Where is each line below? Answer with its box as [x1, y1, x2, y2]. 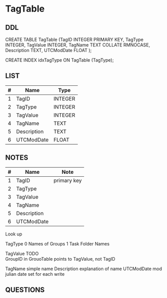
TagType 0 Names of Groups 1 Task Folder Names [5, 240, 110, 246]
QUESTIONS [5, 286, 45, 294]
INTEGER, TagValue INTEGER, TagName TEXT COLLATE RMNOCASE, [5, 42, 150, 48]
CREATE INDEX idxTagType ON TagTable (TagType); [5, 57, 114, 63]
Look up [5, 231, 23, 237]
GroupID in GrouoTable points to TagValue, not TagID [5, 256, 115, 262]
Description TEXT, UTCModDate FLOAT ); [5, 47, 92, 53]
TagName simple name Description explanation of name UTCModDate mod [5, 266, 162, 272]
